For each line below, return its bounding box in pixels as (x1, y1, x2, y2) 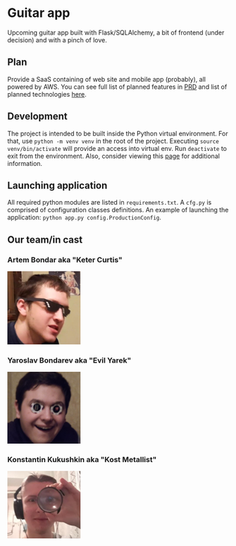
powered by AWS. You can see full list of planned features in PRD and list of (7, 83, 228, 91)
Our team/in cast (7, 233, 83, 245)
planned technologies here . (7, 90, 87, 98)
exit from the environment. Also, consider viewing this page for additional (7, 152, 221, 160)
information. (7, 159, 43, 167)
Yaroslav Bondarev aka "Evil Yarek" (7, 355, 132, 365)
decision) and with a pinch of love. (7, 35, 107, 44)
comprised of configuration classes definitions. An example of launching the (7, 206, 229, 214)
